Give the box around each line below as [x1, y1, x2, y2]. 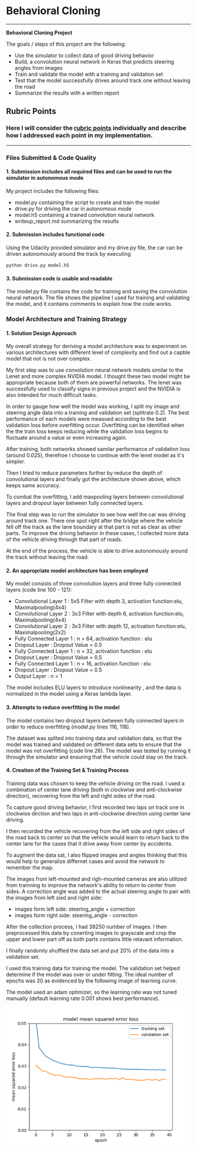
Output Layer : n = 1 [14, 673, 63, 680]
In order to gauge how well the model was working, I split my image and [6, 403, 180, 410]
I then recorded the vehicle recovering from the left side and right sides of [6, 827, 185, 834]
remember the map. [6, 864, 54, 871]
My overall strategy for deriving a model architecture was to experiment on [6, 343, 187, 350]
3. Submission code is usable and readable [6, 275, 113, 282]
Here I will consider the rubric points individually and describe [6, 124, 186, 132]
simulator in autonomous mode [6, 175, 84, 182]
